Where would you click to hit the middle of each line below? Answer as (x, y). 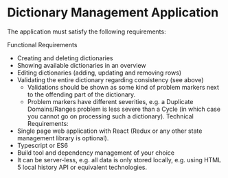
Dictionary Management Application (113, 13)
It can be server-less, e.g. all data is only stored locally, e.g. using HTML (119, 160)
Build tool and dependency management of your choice (96, 153)
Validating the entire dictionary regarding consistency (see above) (110, 79)
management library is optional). (63, 138)
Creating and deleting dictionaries (65, 58)
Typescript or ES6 (43, 145)
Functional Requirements (42, 44)
